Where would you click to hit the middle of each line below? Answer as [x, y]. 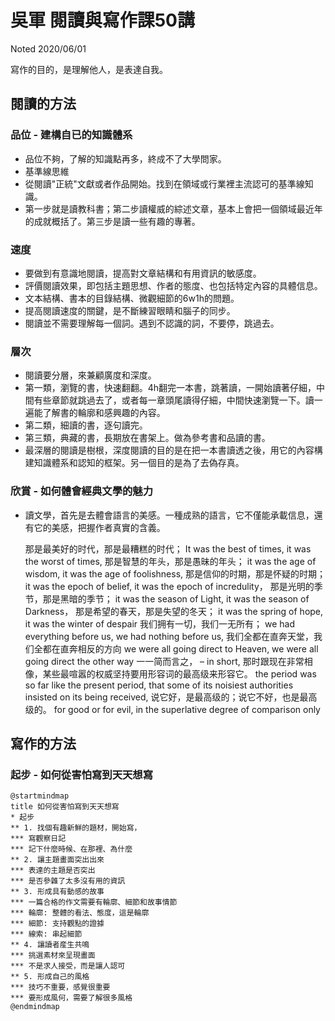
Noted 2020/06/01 [48, 48]
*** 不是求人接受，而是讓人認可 [68, 966]
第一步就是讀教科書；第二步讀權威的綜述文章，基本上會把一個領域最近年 [173, 208]
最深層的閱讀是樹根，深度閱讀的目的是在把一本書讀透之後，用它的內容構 [173, 450]
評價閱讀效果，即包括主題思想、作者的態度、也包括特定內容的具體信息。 [173, 285]
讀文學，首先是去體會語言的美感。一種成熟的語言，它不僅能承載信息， [169, 515]
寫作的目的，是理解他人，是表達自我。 [89, 69]
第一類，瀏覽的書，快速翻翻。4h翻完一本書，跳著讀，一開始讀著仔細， [170, 388]
